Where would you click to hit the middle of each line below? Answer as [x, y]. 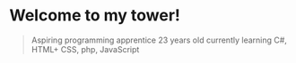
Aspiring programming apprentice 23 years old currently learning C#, [159, 40]
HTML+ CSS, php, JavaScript [85, 49]
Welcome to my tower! [95, 16]
